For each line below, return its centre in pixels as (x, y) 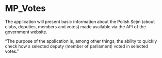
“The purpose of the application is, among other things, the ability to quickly (81, 41)
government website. (26, 32)
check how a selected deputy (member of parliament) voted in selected (77, 46)
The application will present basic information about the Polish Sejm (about (80, 22)
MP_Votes (25, 8)
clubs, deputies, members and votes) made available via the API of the (76, 26)
